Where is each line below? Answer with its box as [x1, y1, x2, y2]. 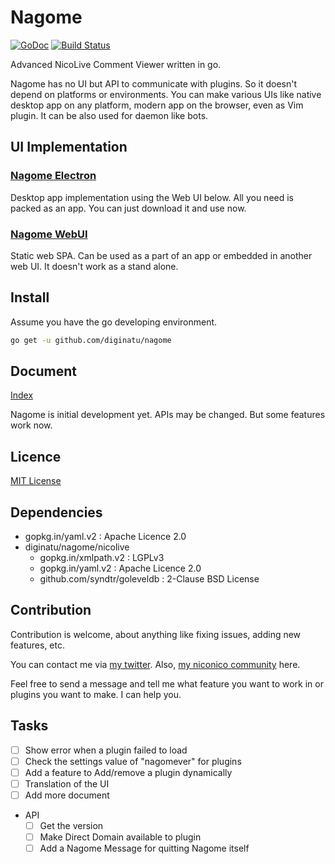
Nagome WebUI [10, 227, 88, 241]
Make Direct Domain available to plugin [39, 831, 202, 843]
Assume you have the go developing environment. [10, 316, 218, 328]
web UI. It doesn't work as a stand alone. [10, 260, 179, 272]
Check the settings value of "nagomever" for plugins [24, 755, 242, 767]
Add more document [24, 789, 110, 801]
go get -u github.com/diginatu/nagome [10, 335, 172, 345]
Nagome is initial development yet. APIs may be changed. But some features [10, 409, 326, 421]
